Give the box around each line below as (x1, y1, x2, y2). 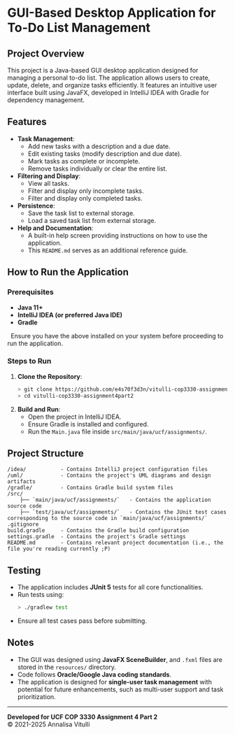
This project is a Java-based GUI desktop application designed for (7, 66, 199, 74)
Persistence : (17, 201, 55, 210)
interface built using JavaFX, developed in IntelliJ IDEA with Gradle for (7, 89, 210, 96)
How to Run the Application (7, 266, 129, 278)
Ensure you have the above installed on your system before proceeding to (10, 331, 224, 340)
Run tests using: (17, 591, 64, 599)
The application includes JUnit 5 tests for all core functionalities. (17, 583, 204, 591)
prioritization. (17, 692, 56, 700)
